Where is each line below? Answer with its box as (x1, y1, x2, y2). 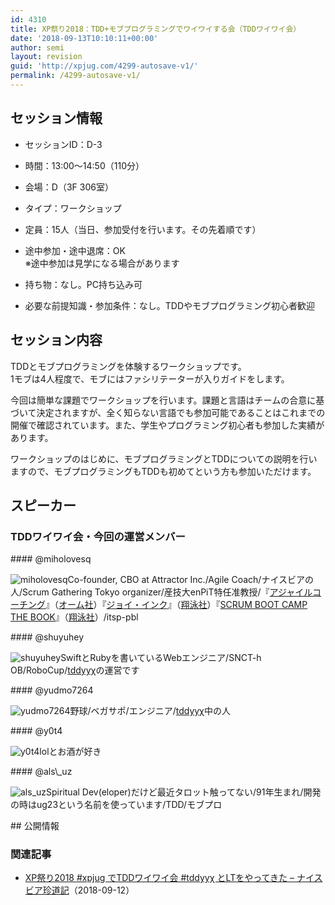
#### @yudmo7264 (10, 684, 94, 696)
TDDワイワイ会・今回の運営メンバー (10, 529, 186, 543)
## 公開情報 (10, 820, 60, 832)
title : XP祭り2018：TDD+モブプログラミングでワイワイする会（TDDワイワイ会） (10, 24, 302, 34)
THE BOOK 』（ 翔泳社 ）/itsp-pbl (10, 611, 139, 623)
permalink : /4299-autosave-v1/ (10, 71, 141, 81)
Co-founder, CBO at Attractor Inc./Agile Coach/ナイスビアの (67, 574, 314, 586)
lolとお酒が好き (39, 746, 102, 758)
